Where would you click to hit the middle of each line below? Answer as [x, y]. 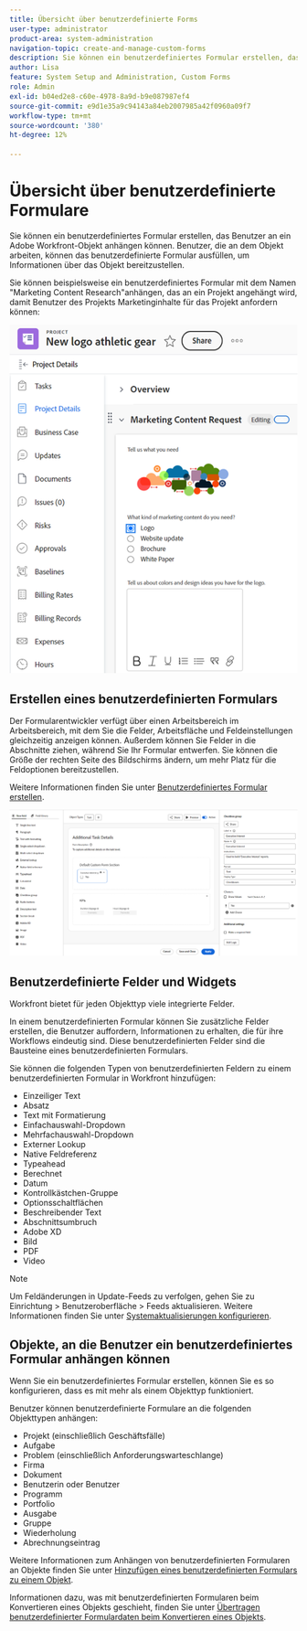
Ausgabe [40, 1513]
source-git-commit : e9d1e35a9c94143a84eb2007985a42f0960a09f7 [130, 106]
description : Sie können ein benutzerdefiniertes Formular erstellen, [147, 58]
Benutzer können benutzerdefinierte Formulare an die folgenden [131, 1408]
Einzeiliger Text [51, 1096]
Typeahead [44, 1164]
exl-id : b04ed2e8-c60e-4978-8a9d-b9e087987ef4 [100, 96]
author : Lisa [34, 68]
